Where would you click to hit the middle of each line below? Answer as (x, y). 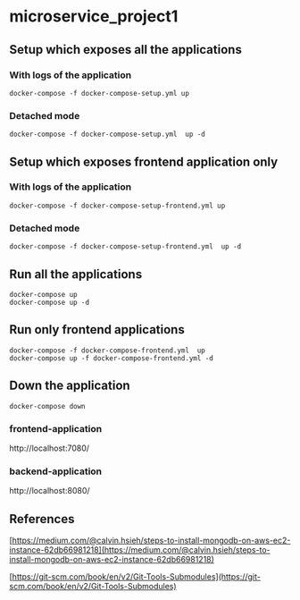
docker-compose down (48, 406)
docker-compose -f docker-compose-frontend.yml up (107, 351)
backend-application (56, 471)
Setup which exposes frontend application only (144, 161)
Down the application (70, 386)
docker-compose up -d (50, 302)
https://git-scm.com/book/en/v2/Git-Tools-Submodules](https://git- (137, 577)
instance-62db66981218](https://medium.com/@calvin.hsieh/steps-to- (140, 550)
